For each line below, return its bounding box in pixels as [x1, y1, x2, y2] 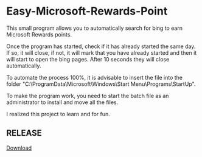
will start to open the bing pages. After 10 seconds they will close [6, 55, 170, 63]
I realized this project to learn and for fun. [6, 110, 111, 117]
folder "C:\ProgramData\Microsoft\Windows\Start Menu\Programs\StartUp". [6, 80, 196, 88]
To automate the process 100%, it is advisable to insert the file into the [6, 74, 183, 81]
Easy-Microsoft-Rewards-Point [6, 4, 168, 18]
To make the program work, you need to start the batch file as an [6, 92, 169, 99]
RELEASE [6, 128, 43, 138]
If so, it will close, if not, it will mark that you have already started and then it [6, 49, 197, 56]
